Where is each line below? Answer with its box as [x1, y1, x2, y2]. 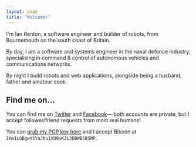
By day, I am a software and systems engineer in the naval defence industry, [6, 48, 191, 55]
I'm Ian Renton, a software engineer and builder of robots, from [6, 30, 158, 37]
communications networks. [6, 60, 72, 68]
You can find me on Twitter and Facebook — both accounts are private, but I [6, 111, 190, 118]
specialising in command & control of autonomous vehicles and [6, 54, 160, 61]
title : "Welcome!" [6, 14, 51, 20]
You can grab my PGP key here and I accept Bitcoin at [6, 128, 137, 135]
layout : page [6, 8, 38, 15]
